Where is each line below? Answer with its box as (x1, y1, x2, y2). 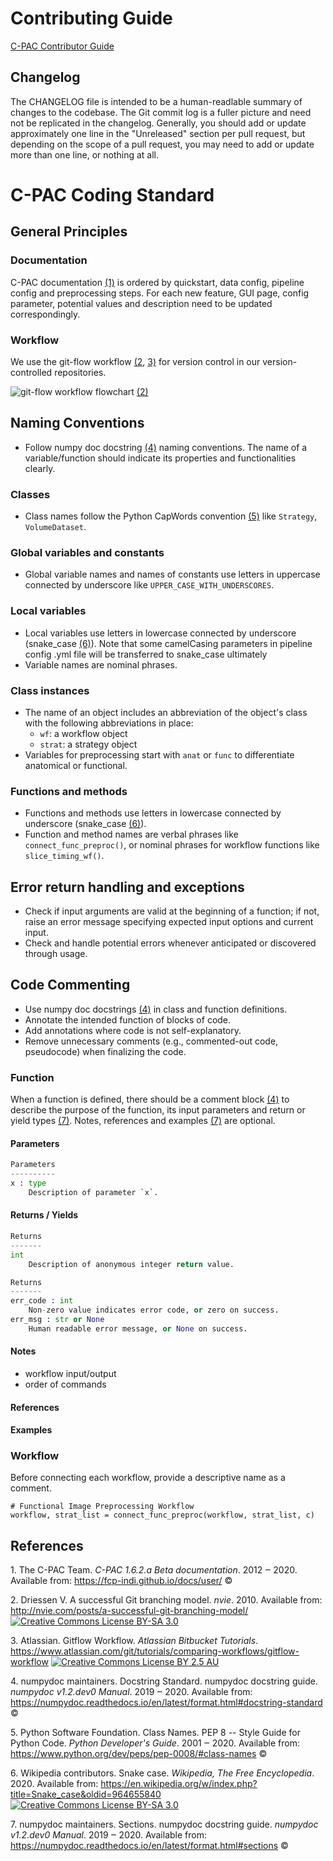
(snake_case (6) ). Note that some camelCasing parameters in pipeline (24, 637, 313, 649)
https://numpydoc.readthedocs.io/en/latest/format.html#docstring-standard (10, 1697, 323, 1709)
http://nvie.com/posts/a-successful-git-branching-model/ (10, 1605, 249, 1617)
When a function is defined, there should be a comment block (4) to (10, 1093, 290, 1106)
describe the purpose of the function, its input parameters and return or (10, 1104, 306, 1116)
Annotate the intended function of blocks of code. (24, 1013, 232, 1026)
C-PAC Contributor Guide (10, 40, 115, 52)
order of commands (24, 1378, 107, 1390)
